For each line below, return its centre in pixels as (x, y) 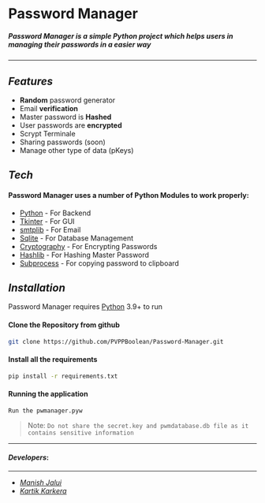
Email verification (49, 108)
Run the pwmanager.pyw (45, 411)
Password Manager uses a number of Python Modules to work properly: (129, 195)
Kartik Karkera (43, 490)
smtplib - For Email (50, 229)
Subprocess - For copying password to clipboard (99, 263)
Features (31, 81)
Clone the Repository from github (64, 325)
